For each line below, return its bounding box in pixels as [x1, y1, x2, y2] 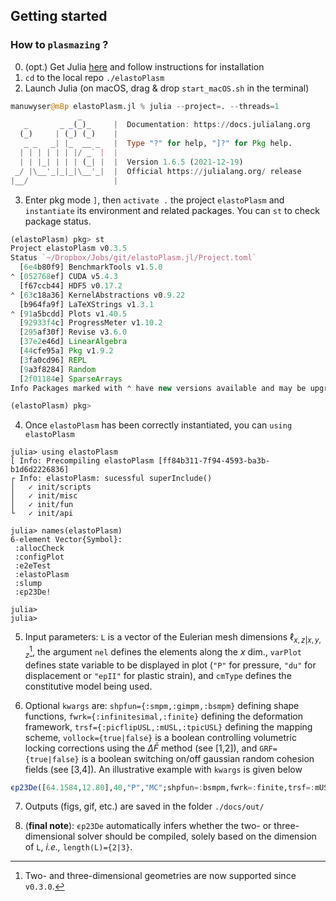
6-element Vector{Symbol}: [10, 535, 123, 545]
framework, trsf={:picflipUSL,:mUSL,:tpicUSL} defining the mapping [24, 720, 313, 733]
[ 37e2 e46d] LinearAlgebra [19, 337, 128, 347]
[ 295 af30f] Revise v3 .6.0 [19, 327, 128, 338]
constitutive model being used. [24, 680, 153, 692]
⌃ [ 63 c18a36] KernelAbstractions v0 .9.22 [10, 290, 186, 300]
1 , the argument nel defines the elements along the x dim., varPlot [29, 644, 302, 658]
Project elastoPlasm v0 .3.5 [10, 244, 128, 254]
